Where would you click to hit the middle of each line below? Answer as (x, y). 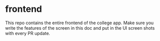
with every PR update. (28, 33)
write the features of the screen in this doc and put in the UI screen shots (80, 28)
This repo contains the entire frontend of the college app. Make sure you (80, 23)
